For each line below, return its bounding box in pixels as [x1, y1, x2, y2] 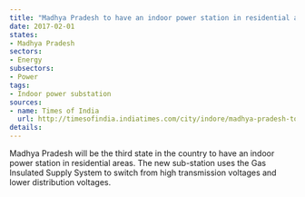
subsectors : [9, 64, 54, 74]
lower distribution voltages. [9, 177, 112, 187]
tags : [9, 81, 30, 90]
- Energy [9, 55, 43, 64]
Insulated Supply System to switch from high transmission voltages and [9, 167, 277, 178]
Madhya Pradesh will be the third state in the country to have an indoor [9, 148, 275, 159]
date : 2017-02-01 [9, 22, 75, 31]
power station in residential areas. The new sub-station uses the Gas [9, 158, 266, 168]
